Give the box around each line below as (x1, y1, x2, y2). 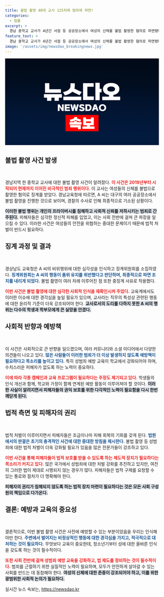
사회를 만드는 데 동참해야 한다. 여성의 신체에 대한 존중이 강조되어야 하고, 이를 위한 (5, 570, 159, 575)
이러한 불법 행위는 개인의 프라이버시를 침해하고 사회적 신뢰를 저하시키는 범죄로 (5, 208, 152, 214)
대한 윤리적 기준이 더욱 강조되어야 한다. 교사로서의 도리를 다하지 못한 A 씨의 (10, 300, 153, 306)
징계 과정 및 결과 (5, 242, 51, 251)
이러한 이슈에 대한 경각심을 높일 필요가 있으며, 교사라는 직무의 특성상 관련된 (5, 294, 148, 300)
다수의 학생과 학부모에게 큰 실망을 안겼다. (14, 307, 92, 312)
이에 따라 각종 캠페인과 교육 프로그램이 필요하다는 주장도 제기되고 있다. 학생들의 (5, 375, 155, 381)
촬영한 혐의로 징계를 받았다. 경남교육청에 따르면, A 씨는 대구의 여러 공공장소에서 (5, 191, 157, 198)
